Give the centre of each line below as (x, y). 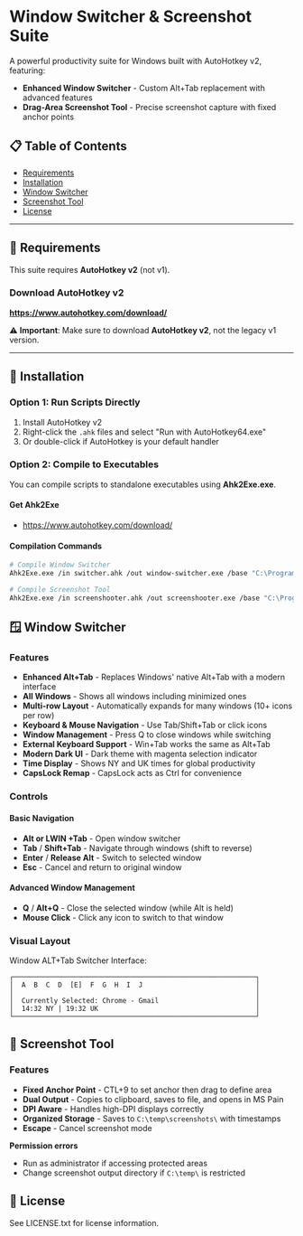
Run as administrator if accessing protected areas (115, 1163)
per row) (38, 716)
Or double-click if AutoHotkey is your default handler (120, 441)
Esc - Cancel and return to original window (102, 867)
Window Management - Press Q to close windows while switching (147, 735)
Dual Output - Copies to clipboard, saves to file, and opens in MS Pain (153, 1099)
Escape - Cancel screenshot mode (87, 1128)
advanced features (57, 98)
